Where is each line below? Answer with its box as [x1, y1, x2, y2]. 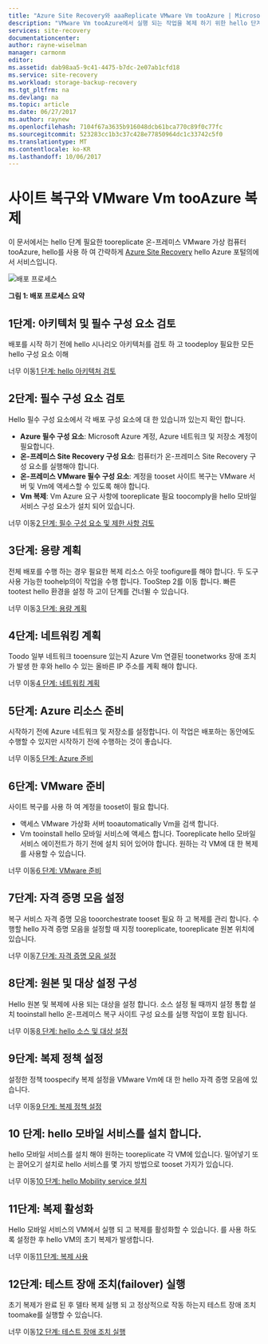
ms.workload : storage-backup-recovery [8, 78, 137, 86]
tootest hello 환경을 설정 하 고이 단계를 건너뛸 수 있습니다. [8, 586, 189, 596]
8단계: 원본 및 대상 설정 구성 [8, 976, 138, 990]
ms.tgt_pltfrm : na [8, 85, 69, 94]
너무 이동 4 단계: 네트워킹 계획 [8, 679, 100, 688]
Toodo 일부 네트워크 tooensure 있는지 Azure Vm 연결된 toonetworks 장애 [8, 652, 242, 661]
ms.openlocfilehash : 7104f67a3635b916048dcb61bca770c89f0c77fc [8, 123, 223, 131]
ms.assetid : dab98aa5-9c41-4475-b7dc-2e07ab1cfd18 [8, 64, 180, 72]
